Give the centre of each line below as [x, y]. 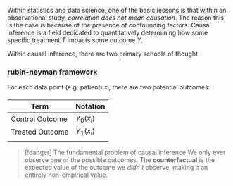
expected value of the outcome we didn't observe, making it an [116, 168]
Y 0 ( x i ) [85, 119]
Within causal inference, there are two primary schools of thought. [103, 54]
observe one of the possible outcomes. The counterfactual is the [120, 160]
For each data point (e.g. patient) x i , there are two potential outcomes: [109, 88]
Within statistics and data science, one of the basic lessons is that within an [117, 10]
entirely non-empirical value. [66, 175]
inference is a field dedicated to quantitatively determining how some [108, 32]
